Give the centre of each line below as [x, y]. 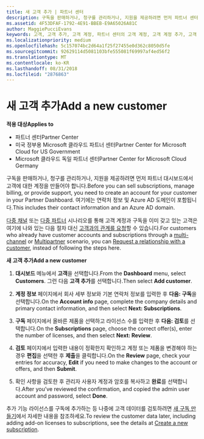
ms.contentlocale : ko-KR [38, 63]
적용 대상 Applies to [30, 124]
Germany [26, 166]
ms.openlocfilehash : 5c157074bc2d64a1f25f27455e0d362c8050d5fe [88, 46]
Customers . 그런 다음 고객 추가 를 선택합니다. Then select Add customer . [104, 281]
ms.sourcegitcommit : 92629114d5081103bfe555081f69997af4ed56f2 [88, 52]
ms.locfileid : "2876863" [38, 74]
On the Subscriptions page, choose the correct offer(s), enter [114, 329]
